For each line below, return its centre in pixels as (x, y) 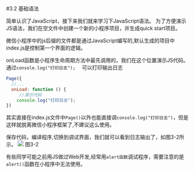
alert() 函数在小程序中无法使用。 (46, 164)
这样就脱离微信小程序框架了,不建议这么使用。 (61, 125)
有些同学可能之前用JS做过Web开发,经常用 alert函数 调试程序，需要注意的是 (95, 157)
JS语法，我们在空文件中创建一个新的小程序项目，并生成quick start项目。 (93, 28)
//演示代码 (30, 95)
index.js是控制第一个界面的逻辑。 (46, 48)
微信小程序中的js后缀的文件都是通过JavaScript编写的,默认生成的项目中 (91, 40)
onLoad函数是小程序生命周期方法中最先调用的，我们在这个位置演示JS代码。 (97, 60)
